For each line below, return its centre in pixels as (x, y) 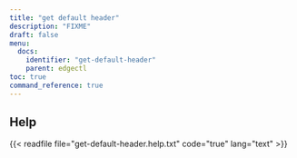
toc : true (28, 77)
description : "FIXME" (50, 26)
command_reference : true (56, 85)
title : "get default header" (64, 18)
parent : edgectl (57, 69)
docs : (28, 52)
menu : (20, 43)
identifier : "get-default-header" (91, 60)
